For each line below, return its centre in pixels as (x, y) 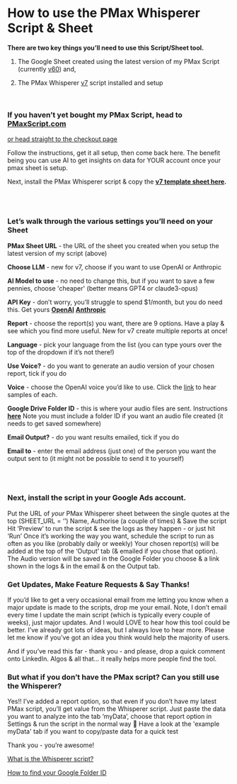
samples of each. (33, 394)
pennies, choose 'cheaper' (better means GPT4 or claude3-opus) (103, 288)
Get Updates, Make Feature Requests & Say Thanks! (98, 584)
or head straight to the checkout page (63, 139)
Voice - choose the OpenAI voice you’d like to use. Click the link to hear (112, 387)
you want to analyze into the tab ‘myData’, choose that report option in (110, 717)
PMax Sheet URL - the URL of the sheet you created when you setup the (113, 245)
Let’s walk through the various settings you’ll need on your (110, 221)
